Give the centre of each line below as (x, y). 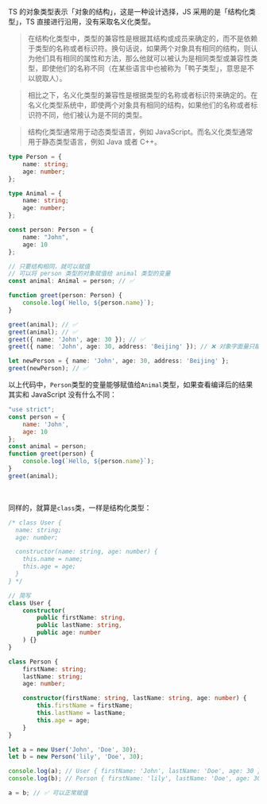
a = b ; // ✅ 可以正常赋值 (48, 793)
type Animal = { (35, 193)
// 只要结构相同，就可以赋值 (49, 266)
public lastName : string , (80, 625)
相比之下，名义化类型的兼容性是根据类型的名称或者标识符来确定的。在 (143, 95)
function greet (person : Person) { (66, 296)
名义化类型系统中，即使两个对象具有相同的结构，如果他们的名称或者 (139, 105)
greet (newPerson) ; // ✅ (48, 369)
